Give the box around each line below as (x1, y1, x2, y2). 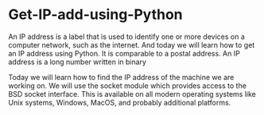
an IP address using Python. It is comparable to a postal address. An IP (8, 48, 240, 58)
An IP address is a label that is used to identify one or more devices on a (8, 32, 245, 41)
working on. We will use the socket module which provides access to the (8, 81, 247, 90)
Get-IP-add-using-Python (8, 6, 183, 24)
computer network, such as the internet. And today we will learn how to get (8, 40, 255, 49)
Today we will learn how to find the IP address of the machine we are (8, 72, 235, 82)
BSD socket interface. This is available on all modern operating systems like (8, 89, 256, 98)
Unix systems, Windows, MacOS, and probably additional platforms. (8, 98, 231, 107)
